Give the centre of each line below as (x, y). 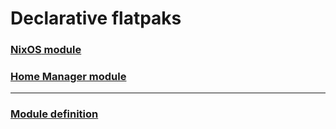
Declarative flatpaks (96, 18)
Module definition (54, 114)
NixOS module (46, 50)
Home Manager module (68, 77)
